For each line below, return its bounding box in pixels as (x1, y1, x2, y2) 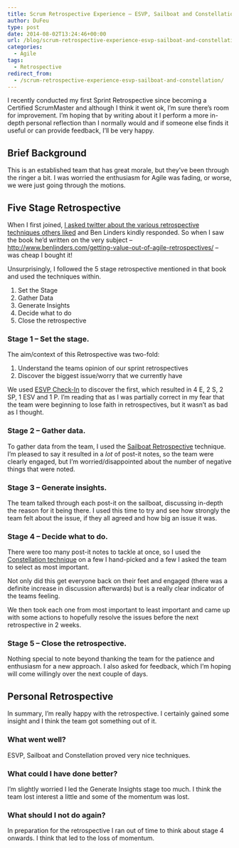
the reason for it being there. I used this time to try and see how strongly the (7, 506, 230, 515)
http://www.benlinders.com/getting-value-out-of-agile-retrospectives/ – (7, 244, 219, 251)
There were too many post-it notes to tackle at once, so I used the (7, 548, 201, 556)
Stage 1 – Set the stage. (7, 334, 90, 344)
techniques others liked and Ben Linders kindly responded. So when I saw (7, 229, 224, 236)
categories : (7, 43, 43, 51)
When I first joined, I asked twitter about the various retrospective (7, 221, 200, 229)
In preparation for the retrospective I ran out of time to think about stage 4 (7, 827, 224, 835)
